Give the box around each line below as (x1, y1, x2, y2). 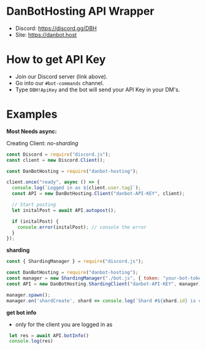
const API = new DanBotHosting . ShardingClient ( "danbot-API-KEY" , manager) (6, 281, 202, 287)
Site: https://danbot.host (15, 31, 77, 38)
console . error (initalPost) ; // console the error (17, 224, 147, 230)
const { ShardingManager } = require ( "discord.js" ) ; (6, 259, 144, 265)
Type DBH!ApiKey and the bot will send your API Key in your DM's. (15, 86, 180, 93)
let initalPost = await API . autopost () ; (12, 207, 116, 213)
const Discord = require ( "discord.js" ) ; (6, 151, 112, 158)
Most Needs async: (6, 127, 57, 135)
